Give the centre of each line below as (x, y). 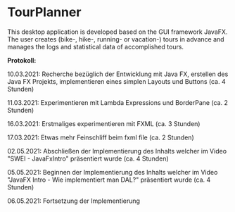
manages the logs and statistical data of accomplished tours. (96, 46)
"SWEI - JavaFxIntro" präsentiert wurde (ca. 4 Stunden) (88, 158)
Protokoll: (22, 60)
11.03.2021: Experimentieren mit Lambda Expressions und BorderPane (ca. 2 (118, 102)
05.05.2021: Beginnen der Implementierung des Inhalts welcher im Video (113, 172)
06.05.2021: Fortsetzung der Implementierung (74, 201)
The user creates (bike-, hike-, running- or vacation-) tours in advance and (116, 39)
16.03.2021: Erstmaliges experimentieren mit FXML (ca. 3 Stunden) (104, 123)
